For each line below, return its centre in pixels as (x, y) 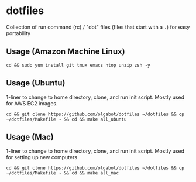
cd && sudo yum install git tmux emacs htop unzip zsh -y (78, 65)
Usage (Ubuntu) (36, 83)
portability (18, 33)
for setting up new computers (42, 157)
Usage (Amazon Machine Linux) (66, 52)
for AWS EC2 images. (32, 103)
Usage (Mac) (30, 137)
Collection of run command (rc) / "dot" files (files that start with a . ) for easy (98, 27)
